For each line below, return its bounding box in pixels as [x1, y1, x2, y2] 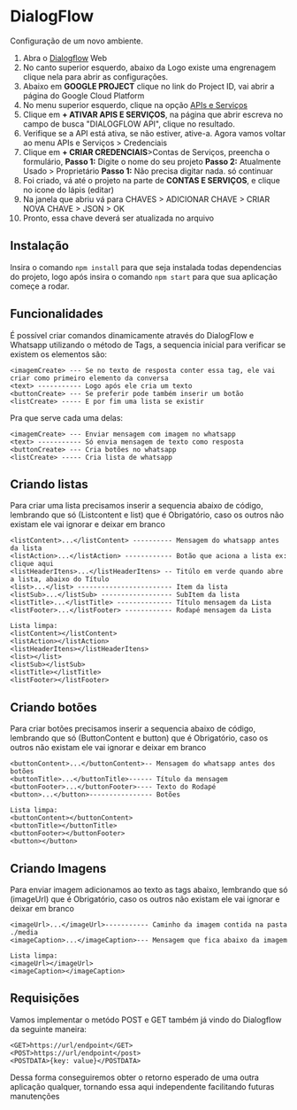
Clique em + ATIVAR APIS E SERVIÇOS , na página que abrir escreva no [22, 109, 284, 120]
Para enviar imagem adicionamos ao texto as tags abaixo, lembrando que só [10, 884, 288, 895]
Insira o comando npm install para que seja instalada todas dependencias [10, 261, 282, 272]
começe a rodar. [10, 281, 70, 291]
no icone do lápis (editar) [22, 184, 114, 195]
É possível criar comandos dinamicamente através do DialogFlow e [10, 330, 255, 340]
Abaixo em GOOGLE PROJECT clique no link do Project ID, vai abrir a [22, 81, 275, 91]
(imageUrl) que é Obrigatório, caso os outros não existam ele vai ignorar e [10, 894, 280, 904]
